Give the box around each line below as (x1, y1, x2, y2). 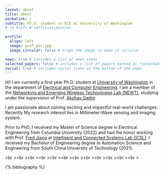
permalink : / (5, 16, 32, 21)
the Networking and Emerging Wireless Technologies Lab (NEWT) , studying (5, 90, 159, 96)
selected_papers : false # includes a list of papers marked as (5, 61, 137, 66)
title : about (5, 12, 32, 17)
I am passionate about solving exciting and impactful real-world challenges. (5, 104, 158, 110)
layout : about (5, 7, 34, 12)
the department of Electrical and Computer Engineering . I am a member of (5, 84, 156, 91)
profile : (5, 34, 23, 39)
